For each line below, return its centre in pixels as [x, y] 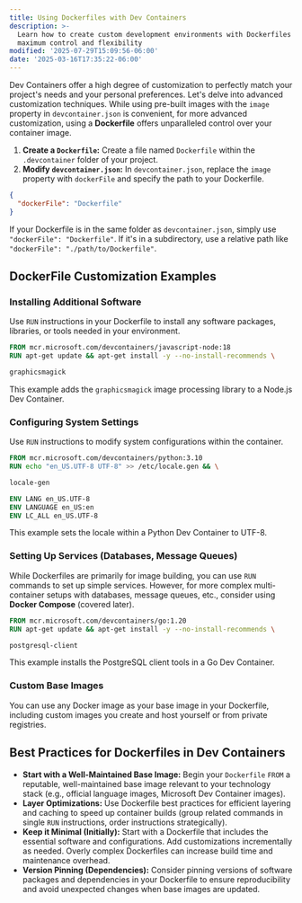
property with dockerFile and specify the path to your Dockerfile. [143, 179]
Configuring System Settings [74, 421]
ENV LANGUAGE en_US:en [52, 507]
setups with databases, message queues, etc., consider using [161, 595]
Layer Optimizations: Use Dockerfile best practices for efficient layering [156, 803]
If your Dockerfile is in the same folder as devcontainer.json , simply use [143, 229]
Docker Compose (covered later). [72, 604]
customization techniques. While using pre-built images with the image [139, 104]
